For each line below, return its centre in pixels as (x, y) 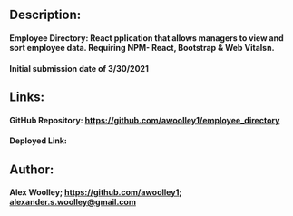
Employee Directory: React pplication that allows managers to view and (146, 38)
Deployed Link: (39, 141)
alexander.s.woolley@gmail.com (73, 202)
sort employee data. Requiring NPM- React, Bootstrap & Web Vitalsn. (142, 47)
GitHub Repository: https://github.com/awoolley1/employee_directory (145, 120)
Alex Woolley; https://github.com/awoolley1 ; (96, 192)
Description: (45, 15)
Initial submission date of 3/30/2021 (79, 68)
